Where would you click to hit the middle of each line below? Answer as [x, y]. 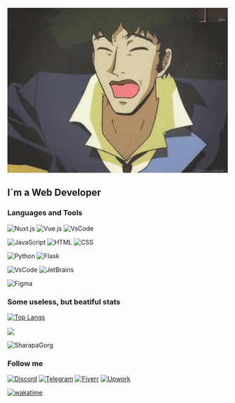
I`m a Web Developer [54, 193]
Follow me [25, 364]
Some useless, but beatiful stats [64, 302]
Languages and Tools [45, 213]
